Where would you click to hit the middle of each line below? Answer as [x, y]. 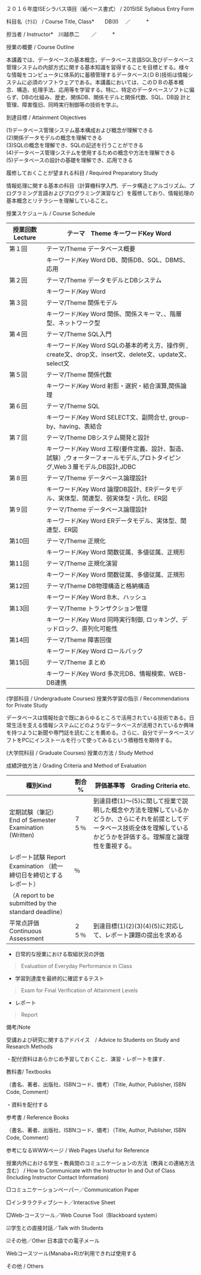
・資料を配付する [27, 1104]
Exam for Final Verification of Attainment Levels [79, 990]
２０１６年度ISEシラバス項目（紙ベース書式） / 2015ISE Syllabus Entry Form [100, 9]
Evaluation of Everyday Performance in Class [77, 966]
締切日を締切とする [36, 875]
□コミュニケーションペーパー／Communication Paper [73, 1190]
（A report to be [32, 895]
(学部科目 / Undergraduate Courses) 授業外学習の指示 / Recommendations [98, 698]
